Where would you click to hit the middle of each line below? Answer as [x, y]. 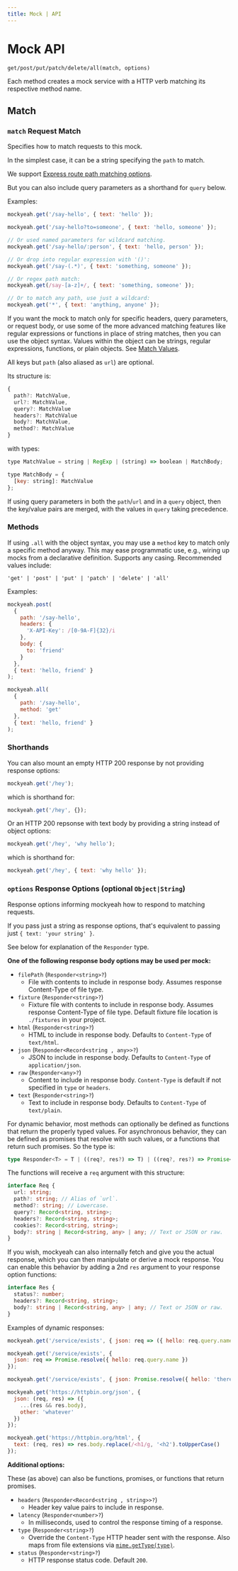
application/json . [55, 1065]
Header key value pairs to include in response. [96, 1507]
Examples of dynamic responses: [56, 1328]
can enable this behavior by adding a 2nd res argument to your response [114, 1267]
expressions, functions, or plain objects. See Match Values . [94, 349]
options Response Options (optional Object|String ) [96, 889]
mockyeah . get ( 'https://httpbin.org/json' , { [74, 1392]
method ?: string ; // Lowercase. [62, 1206]
